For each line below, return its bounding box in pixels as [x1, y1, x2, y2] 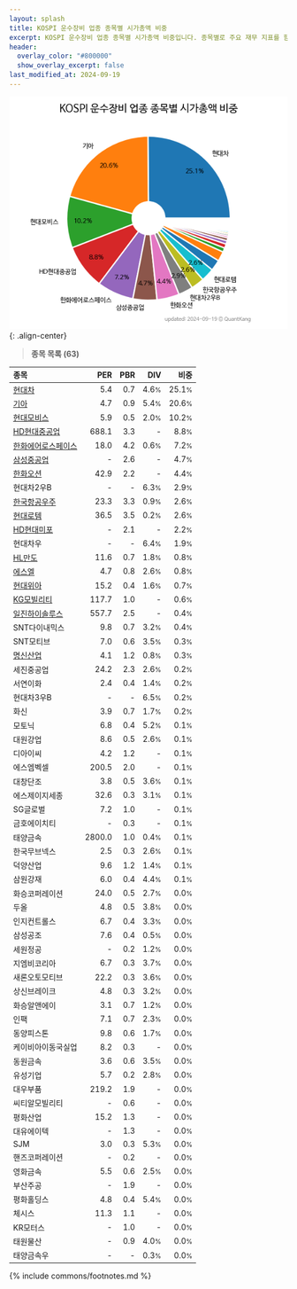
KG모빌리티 [12, 594, 53, 605]
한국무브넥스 [12, 846, 57, 856]
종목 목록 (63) [30, 348, 80, 359]
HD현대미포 [12, 524, 54, 535]
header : [9, 43, 38, 51]
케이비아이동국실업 [12, 1042, 78, 1052]
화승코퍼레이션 [12, 887, 64, 899]
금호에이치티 [12, 818, 57, 829]
